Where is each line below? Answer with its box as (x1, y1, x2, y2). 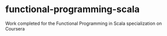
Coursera (5, 25, 25, 31)
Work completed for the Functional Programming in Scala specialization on (5, 20, 162, 26)
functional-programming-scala (5, 4, 140, 15)
